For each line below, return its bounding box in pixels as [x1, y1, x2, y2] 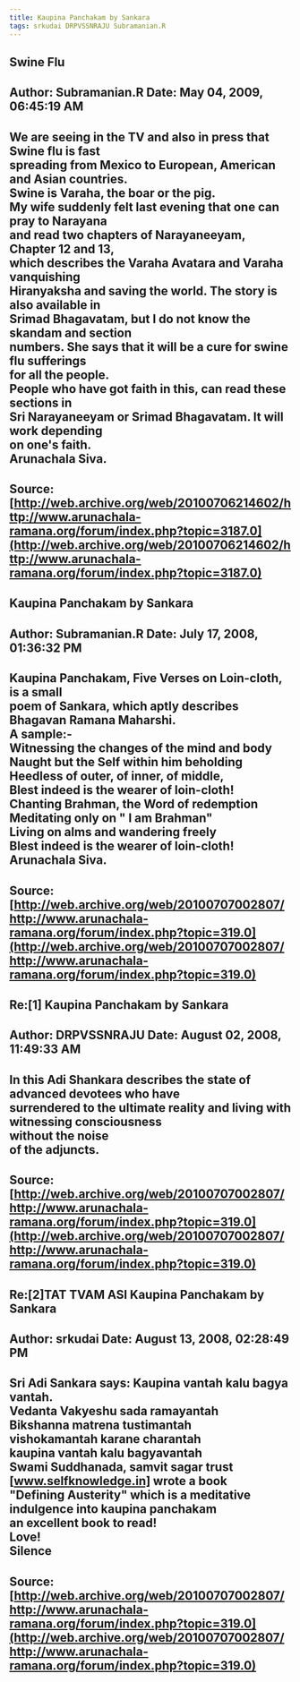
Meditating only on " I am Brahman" [9, 811, 213, 826]
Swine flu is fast [9, 143, 100, 158]
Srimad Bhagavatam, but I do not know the [9, 311, 251, 327]
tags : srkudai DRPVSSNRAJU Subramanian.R [9, 21, 167, 30]
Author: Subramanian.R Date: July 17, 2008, [9, 626, 259, 641]
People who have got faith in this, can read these [9, 381, 287, 397]
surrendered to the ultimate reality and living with [9, 1100, 291, 1115]
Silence [9, 1543, 52, 1558]
